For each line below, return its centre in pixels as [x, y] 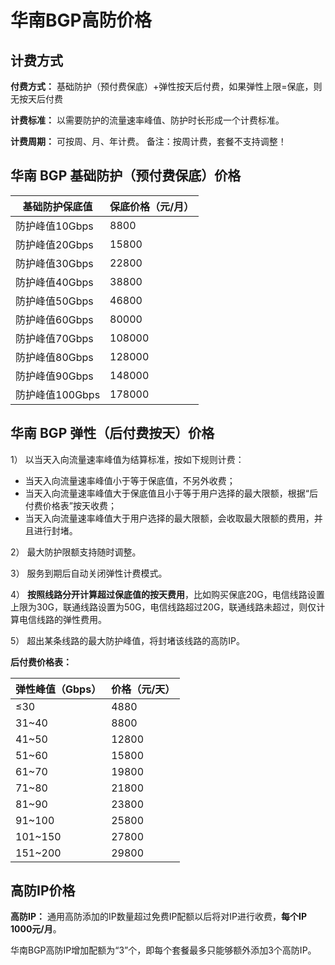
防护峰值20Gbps [54, 244]
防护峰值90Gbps [54, 376]
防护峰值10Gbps [54, 226]
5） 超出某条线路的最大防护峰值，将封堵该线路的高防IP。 [127, 640]
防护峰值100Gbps [58, 394]
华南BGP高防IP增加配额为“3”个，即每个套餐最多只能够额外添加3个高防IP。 [163, 950]
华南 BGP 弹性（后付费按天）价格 [112, 433]
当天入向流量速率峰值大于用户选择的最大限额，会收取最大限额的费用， [169, 518]
